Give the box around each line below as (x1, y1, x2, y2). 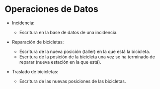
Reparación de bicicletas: (11, 39, 64, 45)
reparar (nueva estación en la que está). (19, 59, 101, 65)
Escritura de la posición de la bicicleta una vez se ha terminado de (19, 53, 155, 60)
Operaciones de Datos (4, 3, 99, 15)
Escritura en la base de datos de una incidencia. (19, 29, 118, 35)
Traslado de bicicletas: (11, 68, 59, 75)
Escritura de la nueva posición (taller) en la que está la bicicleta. (19, 48, 150, 54)
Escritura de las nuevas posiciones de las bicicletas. (19, 78, 126, 84)
